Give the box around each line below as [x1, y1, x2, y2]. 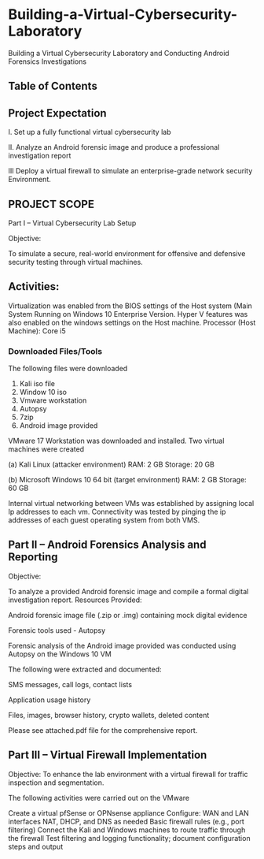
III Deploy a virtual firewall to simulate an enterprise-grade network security [8, 166, 253, 176]
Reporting [8, 550, 58, 564]
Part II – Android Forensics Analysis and [8, 538, 207, 552]
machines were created [8, 444, 85, 454]
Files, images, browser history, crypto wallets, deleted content [8, 710, 210, 720]
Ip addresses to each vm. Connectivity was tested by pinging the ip [8, 507, 226, 517]
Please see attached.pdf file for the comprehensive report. [8, 725, 198, 734]
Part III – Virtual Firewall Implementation [8, 749, 207, 762]
